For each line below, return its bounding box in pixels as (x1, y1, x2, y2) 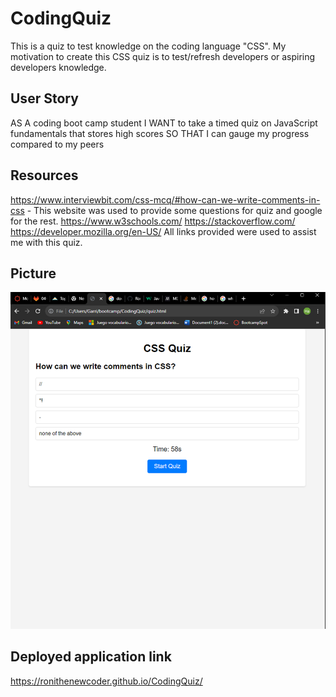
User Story (10, 90, 79, 107)
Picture (10, 265, 57, 282)
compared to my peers (10, 138, 105, 150)
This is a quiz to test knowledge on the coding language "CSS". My (10, 40, 287, 52)
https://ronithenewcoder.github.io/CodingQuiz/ (10, 675, 203, 687)
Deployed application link (10, 648, 172, 666)
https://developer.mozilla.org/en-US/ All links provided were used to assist (10, 225, 317, 237)
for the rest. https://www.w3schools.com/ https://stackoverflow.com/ (10, 215, 296, 227)
